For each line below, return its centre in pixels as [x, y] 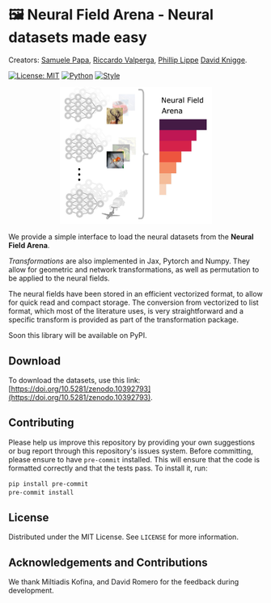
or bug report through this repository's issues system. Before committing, [131, 451]
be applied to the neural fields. [59, 278]
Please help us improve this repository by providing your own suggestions [132, 442]
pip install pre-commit [49, 484]
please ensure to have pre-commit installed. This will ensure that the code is [134, 459]
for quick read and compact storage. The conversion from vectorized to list [133, 302]
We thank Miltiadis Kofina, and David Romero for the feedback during [124, 582]
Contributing [41, 423]
